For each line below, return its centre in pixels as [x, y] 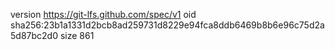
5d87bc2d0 [34, 35]
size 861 [77, 35]
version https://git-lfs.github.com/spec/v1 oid [103, 14]
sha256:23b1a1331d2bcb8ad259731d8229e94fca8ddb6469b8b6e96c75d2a [167, 25]
